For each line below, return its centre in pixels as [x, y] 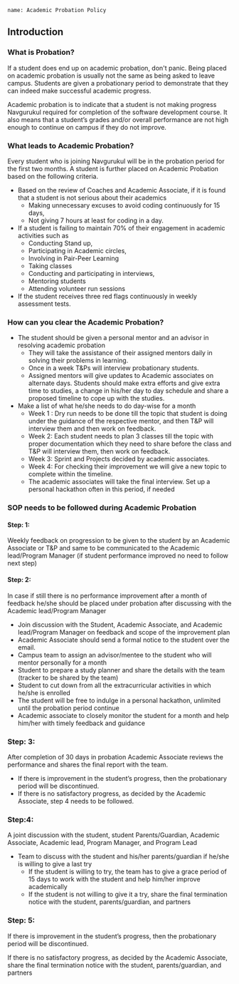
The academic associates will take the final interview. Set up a [119, 482]
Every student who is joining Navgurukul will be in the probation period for [116, 161]
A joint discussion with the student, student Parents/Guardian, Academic [114, 835]
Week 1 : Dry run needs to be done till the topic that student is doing [128, 414]
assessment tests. [44, 304]
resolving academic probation [61, 345]
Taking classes [50, 266]
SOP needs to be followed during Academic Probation [102, 508]
